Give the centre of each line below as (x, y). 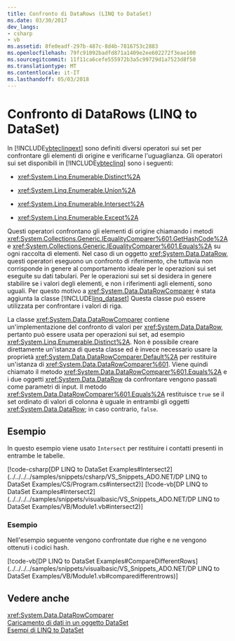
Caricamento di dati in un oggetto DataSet (68, 623)
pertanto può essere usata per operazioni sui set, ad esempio (96, 335)
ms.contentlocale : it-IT (43, 72)
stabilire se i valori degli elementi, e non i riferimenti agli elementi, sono (110, 284)
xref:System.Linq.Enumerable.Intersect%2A (81, 204)
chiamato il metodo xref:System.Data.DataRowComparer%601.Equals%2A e (117, 372)
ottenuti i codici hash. (38, 548)
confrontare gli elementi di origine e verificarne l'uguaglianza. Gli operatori (115, 156)
